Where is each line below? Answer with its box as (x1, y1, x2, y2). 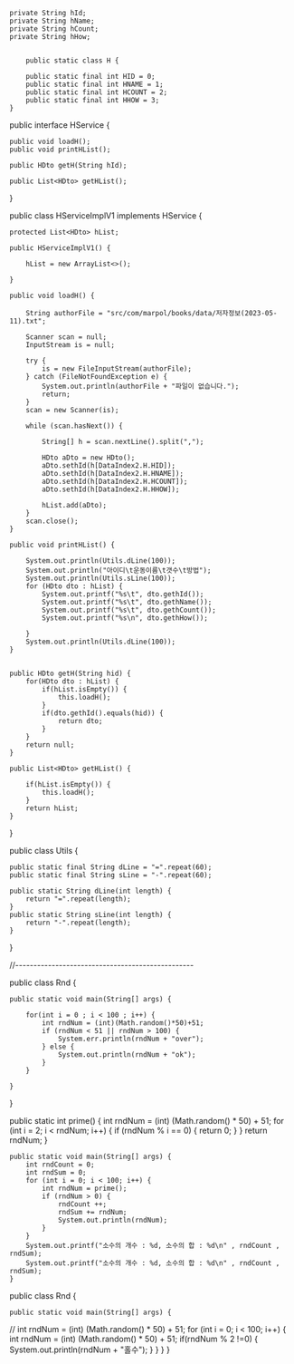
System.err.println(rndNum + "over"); (57, 1034, 204, 1043)
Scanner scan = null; (25, 333, 107, 342)
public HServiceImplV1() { (9, 244, 111, 253)
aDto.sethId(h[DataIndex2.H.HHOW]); (42, 485, 180, 494)
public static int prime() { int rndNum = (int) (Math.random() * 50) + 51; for (9, 1116, 285, 1126)
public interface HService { (9, 120, 110, 131)
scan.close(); (25, 517, 79, 526)
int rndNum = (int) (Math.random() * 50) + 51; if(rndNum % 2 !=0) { (9, 1333, 259, 1344)
